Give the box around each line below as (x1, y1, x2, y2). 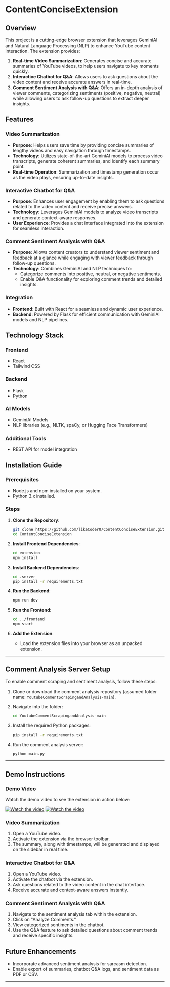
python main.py (12, 751, 45, 756)
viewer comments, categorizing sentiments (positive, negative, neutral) (12, 90, 161, 96)
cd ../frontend (12, 617, 45, 622)
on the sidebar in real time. (12, 846, 69, 853)
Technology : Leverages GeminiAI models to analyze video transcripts (12, 209, 158, 215)
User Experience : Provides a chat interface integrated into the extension (12, 220, 164, 226)
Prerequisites (5, 476, 39, 483)
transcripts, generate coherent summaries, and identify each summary (12, 158, 160, 164)
